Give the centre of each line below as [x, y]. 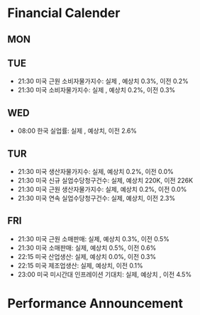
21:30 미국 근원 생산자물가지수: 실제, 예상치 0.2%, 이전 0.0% [102, 189]
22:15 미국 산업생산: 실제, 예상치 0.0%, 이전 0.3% [87, 256]
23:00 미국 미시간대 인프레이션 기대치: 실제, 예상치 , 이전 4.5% [105, 274]
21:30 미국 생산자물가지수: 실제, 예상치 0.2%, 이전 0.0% [95, 172]
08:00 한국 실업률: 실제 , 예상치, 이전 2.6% [77, 131]
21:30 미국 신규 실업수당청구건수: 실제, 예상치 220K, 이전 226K [105, 181]
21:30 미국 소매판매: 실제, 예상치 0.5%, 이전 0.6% [87, 248]
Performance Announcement [95, 304]
